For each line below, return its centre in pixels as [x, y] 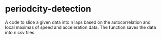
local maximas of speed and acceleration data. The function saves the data [80, 27]
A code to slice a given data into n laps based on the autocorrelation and [78, 22]
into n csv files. [20, 32]
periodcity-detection [48, 9]
